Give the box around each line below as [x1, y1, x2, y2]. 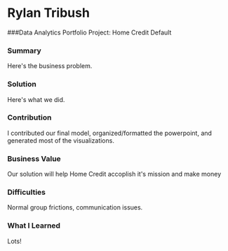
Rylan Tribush [7, 5, 90, 21]
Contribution [7, 112, 52, 122]
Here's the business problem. [7, 62, 93, 70]
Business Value [7, 153, 61, 163]
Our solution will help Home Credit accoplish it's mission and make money [7, 170, 222, 179]
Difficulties [7, 188, 46, 198]
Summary [7, 46, 42, 56]
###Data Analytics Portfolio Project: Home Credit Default [7, 28, 172, 37]
